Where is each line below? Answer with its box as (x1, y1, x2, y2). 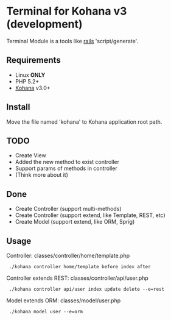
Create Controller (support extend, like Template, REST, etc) (15, 212, 166, 219)
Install (6, 102, 30, 112)
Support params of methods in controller (15, 165, 117, 172)
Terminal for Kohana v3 (6, 4, 127, 18)
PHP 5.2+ (15, 77, 40, 85)
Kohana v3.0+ (15, 84, 51, 91)
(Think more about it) (15, 171, 68, 179)
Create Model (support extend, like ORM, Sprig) (15, 218, 135, 226)
